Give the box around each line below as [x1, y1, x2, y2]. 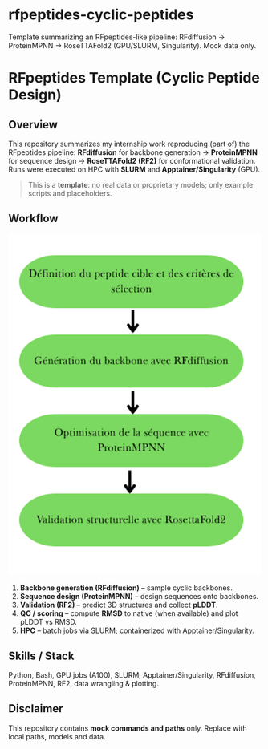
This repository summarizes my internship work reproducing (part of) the [8, 139, 250, 148]
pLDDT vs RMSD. [19, 617, 78, 627]
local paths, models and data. [8, 731, 106, 741]
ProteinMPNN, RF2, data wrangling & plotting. [8, 679, 159, 689]
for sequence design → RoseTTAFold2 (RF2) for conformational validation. [8, 156, 256, 165]
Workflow [8, 212, 59, 225]
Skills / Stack [8, 649, 75, 662]
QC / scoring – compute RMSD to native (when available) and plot [19, 609, 238, 618]
